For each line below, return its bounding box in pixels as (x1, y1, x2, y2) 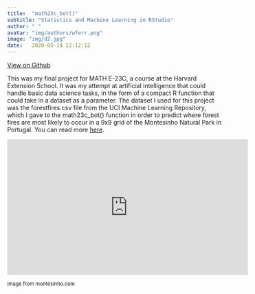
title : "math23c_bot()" (7, 10, 78, 17)
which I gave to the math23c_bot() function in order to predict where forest (7, 111, 220, 119)
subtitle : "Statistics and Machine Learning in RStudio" (7, 17, 174, 23)
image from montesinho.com (7, 280, 76, 287)
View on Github (7, 61, 51, 69)
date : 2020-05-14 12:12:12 (7, 42, 91, 49)
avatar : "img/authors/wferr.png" (7, 29, 103, 36)
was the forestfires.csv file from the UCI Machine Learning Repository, (7, 104, 207, 112)
